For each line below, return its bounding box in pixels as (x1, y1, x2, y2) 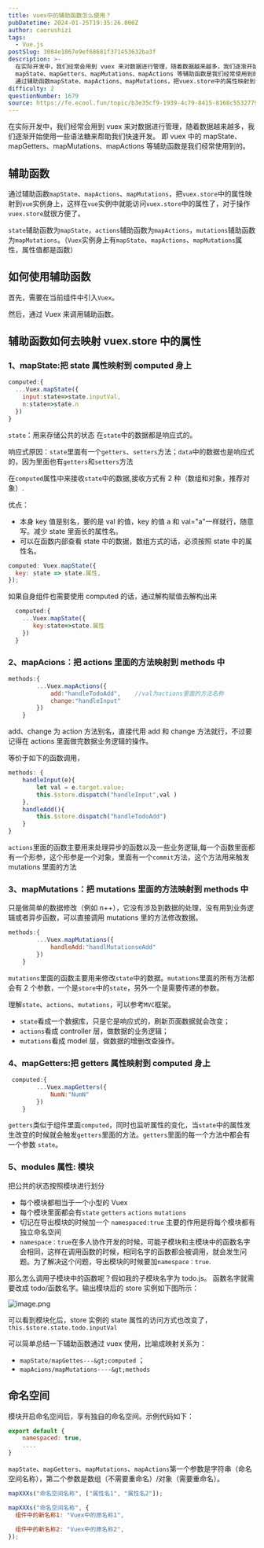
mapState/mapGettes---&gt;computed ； (19, 1355, 145, 1365)
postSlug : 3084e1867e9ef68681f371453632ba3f (8, 48, 156, 56)
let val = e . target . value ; (36, 783, 125, 791)
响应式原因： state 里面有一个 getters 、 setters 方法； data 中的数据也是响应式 (8, 447, 255, 456)
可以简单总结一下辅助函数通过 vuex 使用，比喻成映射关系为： (8, 1338, 207, 1348)
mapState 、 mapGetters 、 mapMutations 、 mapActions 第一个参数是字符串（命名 (8, 1464, 253, 1474)
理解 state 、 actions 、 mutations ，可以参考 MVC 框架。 (8, 999, 175, 1009)
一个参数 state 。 (8, 1140, 63, 1149)
